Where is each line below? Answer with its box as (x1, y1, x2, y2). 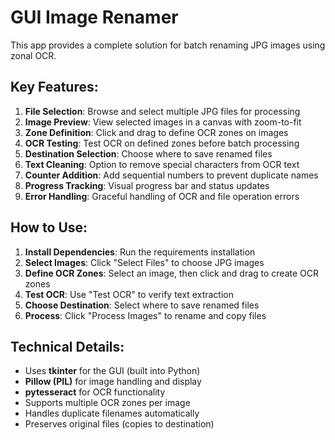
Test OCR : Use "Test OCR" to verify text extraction (24, 288, 234, 300)
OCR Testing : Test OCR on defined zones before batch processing (24, 137, 300, 149)
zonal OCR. (10, 49, 57, 61)
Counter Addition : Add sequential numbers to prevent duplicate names (24, 169, 319, 181)
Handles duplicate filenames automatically (24, 407, 200, 420)
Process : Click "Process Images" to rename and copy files (24, 309, 267, 321)
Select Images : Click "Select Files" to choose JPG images (24, 256, 265, 268)
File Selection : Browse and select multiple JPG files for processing (24, 105, 301, 117)
